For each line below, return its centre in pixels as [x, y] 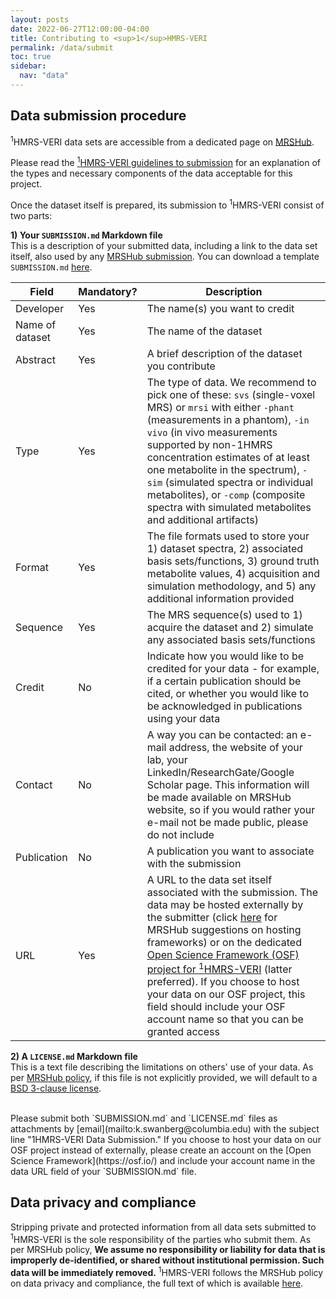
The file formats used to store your [228, 536]
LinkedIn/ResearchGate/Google [220, 772]
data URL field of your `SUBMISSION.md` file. [103, 1171]
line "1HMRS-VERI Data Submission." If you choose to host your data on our [166, 1139]
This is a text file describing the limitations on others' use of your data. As [162, 1067]
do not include [180, 834]
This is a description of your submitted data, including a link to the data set [164, 245]
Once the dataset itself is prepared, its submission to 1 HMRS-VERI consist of [167, 204]
